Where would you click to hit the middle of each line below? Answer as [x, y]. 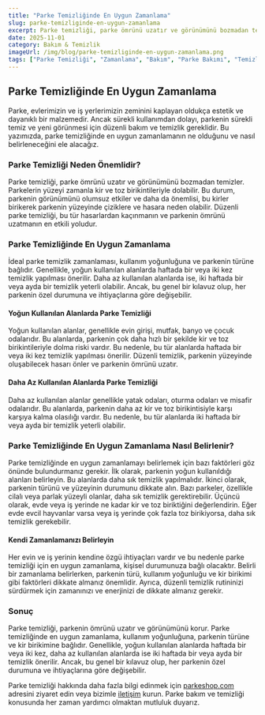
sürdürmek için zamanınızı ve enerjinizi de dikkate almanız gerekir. [116, 591]
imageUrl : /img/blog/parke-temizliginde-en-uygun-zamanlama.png [116, 52]
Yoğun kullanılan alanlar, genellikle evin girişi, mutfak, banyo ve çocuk [121, 331]
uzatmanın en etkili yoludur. [53, 224]
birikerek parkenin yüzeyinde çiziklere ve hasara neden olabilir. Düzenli [123, 207]
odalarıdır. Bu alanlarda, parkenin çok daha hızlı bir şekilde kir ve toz [118, 339]
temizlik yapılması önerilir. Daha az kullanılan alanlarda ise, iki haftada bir [126, 278]
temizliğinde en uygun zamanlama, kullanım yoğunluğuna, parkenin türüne [129, 637]
